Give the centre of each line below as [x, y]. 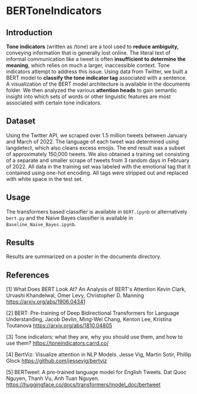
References [28, 275]
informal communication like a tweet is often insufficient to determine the [96, 59]
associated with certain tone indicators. [54, 103]
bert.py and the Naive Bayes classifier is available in [70, 218]
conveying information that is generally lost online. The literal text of [89, 53]
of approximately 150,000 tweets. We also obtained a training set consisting [98, 154]
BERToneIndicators [54, 11]
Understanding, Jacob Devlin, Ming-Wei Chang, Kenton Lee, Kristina [89, 319]
